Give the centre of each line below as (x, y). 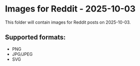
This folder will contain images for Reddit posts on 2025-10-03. (68, 22)
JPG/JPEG (22, 54)
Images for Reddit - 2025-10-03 (70, 9)
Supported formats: (35, 37)
